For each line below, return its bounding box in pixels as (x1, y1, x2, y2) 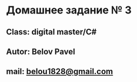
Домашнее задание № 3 (6, 4, 132, 17)
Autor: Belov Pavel (6, 46, 75, 56)
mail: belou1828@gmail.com (6, 67, 113, 77)
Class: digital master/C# (6, 27, 97, 37)
